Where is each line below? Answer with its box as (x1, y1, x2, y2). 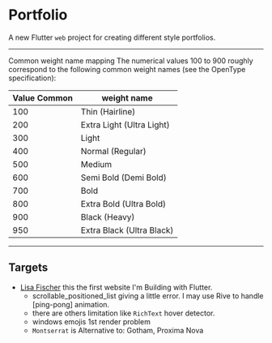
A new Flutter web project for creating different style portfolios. (8, 32, 216, 42)
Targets (8, 261, 49, 275)
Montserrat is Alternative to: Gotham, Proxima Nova (32, 325, 204, 335)
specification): (8, 73, 57, 83)
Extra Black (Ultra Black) (80, 225, 174, 236)
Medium (80, 158, 112, 169)
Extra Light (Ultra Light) (80, 119, 170, 131)
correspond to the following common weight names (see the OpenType (8, 64, 246, 74)
